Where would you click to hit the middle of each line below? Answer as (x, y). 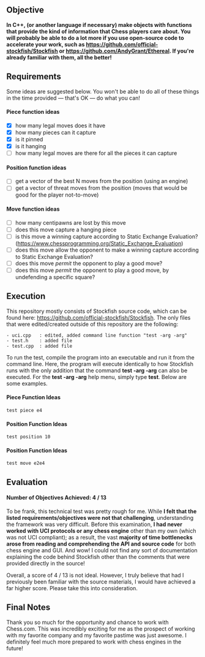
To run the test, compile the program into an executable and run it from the (100, 357)
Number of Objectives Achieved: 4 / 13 (57, 498)
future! (15, 648)
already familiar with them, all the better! (59, 57)
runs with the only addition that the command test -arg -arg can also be (97, 370)
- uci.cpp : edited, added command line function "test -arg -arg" (97, 335)
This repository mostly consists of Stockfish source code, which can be (97, 311)
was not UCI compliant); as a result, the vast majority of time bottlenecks (99, 538)
